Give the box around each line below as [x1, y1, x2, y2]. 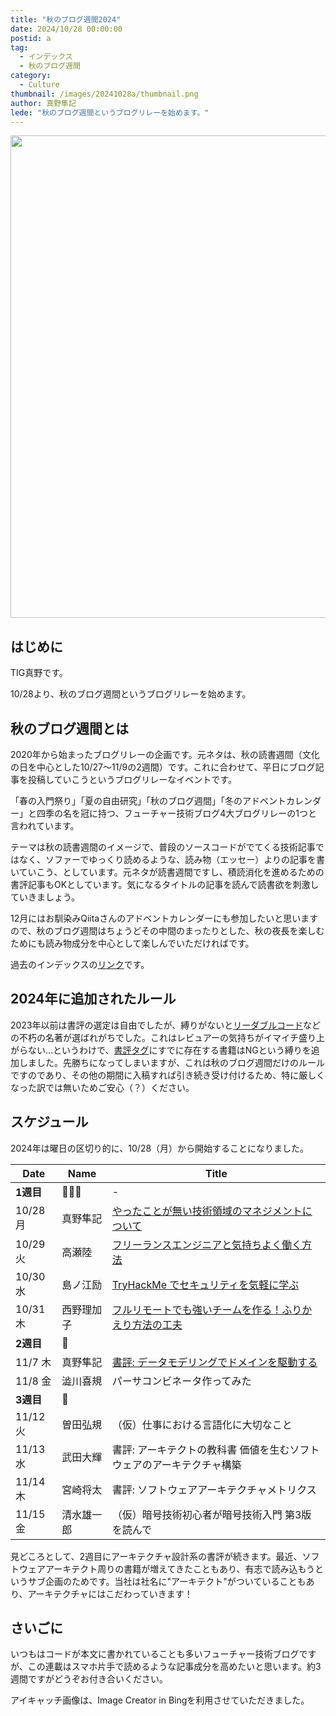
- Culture [19, 80, 60, 90]
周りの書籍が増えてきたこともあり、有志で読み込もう [97, 1562, 316, 1575]
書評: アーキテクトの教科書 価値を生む [111, 1442, 290, 1456]
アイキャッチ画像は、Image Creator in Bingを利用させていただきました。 [10, 1694, 310, 1706]
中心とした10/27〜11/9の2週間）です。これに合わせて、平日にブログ [36, 761, 316, 773]
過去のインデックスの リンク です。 [10, 959, 150, 970]
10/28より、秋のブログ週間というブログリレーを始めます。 [10, 688, 252, 700]
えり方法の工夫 [111, 1317, 183, 1331]
